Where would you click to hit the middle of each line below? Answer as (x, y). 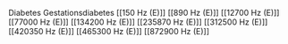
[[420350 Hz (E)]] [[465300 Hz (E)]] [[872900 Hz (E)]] (109, 31)
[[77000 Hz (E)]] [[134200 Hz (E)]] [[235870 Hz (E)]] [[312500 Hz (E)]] (138, 22)
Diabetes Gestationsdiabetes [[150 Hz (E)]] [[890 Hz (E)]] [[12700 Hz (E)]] (144, 13)
